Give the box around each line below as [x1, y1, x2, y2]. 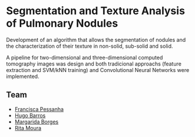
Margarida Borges [14, 118, 59, 125]
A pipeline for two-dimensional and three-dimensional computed [6, 54, 163, 61]
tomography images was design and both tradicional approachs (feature [6, 60, 181, 67]
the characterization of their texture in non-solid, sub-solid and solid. [6, 43, 173, 50]
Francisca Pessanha [14, 105, 64, 113]
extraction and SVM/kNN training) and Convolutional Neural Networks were [6, 66, 190, 73]
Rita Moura [14, 124, 42, 131]
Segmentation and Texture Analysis [6, 4, 186, 18]
